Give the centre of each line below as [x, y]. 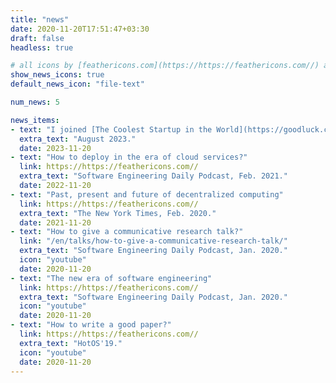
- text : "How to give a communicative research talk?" [127, 232]
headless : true [42, 47]
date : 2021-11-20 [55, 222]
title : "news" [40, 19]
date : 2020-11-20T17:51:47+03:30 [80, 29]
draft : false [37, 38]
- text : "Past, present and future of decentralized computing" [147, 194]
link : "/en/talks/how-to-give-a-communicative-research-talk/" [153, 241]
